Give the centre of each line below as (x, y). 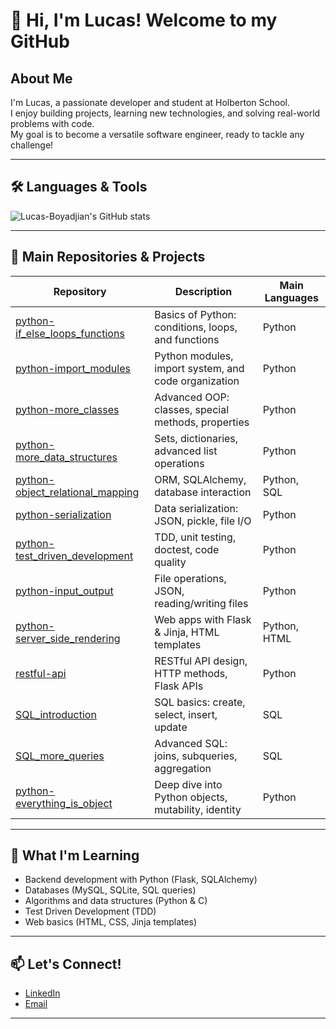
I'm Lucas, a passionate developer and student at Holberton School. (150, 102)
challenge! (32, 145)
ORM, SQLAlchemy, (200, 479)
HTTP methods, (191, 673)
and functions (187, 339)
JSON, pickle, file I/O (203, 521)
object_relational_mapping (77, 492)
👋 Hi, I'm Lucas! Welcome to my (144, 20)
